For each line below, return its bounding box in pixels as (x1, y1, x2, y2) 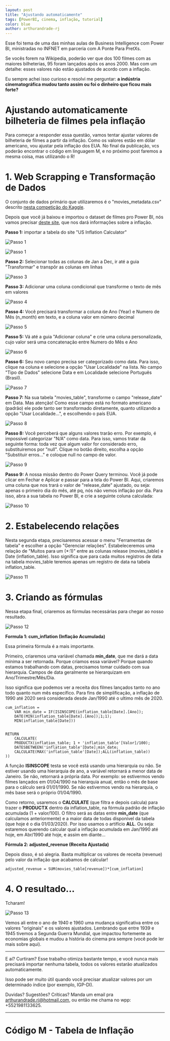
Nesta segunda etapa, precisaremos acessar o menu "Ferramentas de (5, 537, 152, 543)
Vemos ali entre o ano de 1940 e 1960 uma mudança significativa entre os (5, 919, 159, 926)
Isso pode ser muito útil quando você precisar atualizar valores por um (5, 976, 153, 982)
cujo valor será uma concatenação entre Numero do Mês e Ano (5, 339, 138, 345)
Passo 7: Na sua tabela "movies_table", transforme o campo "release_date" (5, 395, 162, 400)
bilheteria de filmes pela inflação (5, 115, 146, 127)
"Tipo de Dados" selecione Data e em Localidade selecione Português (5, 369, 152, 375)
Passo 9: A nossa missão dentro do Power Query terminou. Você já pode (5, 472, 158, 477)
